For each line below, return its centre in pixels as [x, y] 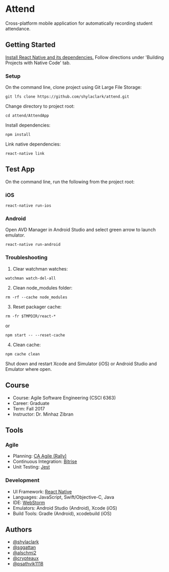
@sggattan [24, 547]
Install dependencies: [28, 125]
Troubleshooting [26, 258]
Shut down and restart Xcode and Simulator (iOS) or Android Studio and [81, 364]
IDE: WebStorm [29, 503]
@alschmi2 [25, 553]
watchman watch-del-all [31, 278]
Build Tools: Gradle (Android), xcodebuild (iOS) [62, 513]
